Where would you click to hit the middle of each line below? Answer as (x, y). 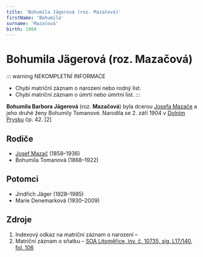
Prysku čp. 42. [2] (29, 119)
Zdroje (19, 220)
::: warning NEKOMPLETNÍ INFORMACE (56, 76)
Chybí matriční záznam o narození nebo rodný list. (78, 88)
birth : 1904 (21, 29)
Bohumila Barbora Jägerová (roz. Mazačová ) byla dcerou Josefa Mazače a (102, 106)
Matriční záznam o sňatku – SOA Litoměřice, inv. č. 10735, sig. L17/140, (104, 241)
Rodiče (20, 139)
